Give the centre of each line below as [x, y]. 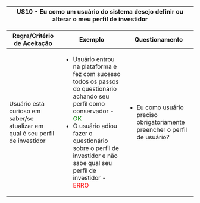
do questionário [95, 89]
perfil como [89, 104]
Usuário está [27, 104]
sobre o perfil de [96, 148]
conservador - [93, 111]
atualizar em [26, 126]
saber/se [21, 118]
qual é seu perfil [32, 133]
